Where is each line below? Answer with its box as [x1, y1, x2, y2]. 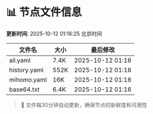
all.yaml [9, 56, 31, 64]
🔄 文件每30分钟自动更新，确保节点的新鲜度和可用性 [20, 101, 148, 108]
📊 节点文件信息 [6, 5, 82, 19]
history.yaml [9, 66, 43, 74]
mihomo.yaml [9, 75, 47, 84]
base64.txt [9, 85, 40, 93]
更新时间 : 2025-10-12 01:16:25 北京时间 [6, 30, 102, 37]
